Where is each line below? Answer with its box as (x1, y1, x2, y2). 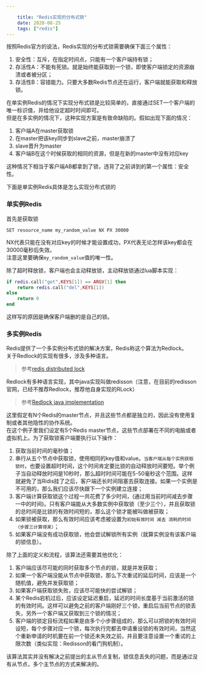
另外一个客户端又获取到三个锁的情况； (25, 610, 122, 617)
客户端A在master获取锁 (15, 127, 74, 134)
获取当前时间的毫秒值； (15, 447, 74, 454)
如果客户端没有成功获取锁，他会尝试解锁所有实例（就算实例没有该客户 (15, 531, 191, 538)
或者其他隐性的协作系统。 (11, 419, 76, 426)
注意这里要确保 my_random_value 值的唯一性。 (6, 253, 117, 261)
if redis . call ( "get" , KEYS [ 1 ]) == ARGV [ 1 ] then (6, 279, 126, 285)
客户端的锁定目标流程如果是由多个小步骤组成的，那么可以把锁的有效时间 (15, 617, 196, 624)
